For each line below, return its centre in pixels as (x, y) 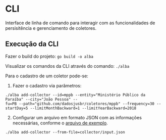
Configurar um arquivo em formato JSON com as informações (77, 117)
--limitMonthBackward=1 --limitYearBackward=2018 (83, 108)
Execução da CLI (32, 44)
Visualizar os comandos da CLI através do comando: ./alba (67, 66)
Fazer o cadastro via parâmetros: (47, 85)
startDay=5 (17, 108)
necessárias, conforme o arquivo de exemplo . (60, 123)
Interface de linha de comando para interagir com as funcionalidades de (80, 23)
